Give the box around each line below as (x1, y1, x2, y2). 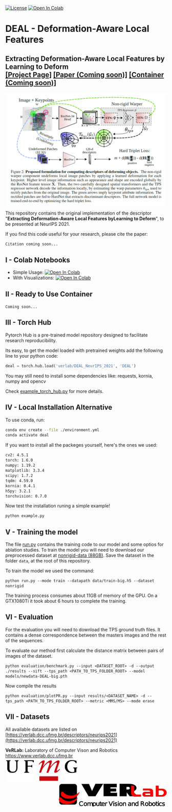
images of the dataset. (5, 652, 53, 659)
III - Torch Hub (5, 318, 52, 327)
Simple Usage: (12, 269, 44, 275)
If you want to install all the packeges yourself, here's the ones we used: (5, 442, 158, 448)
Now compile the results (5, 682, 57, 689)
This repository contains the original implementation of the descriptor (5, 210, 152, 216)
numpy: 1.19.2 (5, 463, 36, 468)
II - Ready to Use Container (5, 290, 93, 298)
